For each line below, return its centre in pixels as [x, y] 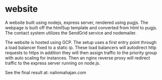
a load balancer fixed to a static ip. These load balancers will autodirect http [81, 47]
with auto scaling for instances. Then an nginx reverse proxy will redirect [78, 58]
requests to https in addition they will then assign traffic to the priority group [81, 53]
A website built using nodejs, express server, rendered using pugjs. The [77, 22]
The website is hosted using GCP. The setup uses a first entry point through [81, 42]
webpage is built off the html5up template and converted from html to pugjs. [81, 27]
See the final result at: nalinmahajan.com [46, 72]
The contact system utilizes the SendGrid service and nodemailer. [71, 33]
